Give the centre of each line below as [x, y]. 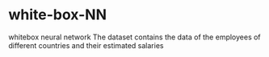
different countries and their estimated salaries [86, 45]
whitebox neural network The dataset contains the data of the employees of [134, 37]
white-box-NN [58, 15]
